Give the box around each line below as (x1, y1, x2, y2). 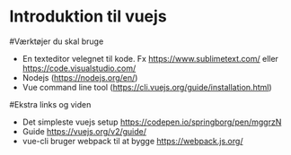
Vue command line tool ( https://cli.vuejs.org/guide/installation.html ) (22, 82, 272, 92)
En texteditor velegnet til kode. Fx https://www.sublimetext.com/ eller (22, 53, 278, 64)
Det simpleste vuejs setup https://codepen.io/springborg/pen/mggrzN (22, 116, 282, 127)
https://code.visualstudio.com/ (22, 63, 137, 73)
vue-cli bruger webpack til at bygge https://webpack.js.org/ (22, 135, 243, 146)
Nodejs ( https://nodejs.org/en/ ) (22, 72, 138, 82)
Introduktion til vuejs (9, 6, 168, 27)
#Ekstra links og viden (9, 99, 92, 109)
